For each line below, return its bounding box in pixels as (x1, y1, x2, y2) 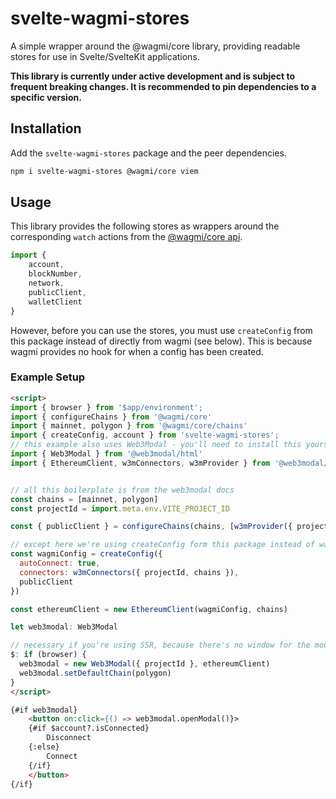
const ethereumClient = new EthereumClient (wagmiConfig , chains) (10, 604, 288, 614)
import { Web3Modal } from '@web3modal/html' (10, 449, 203, 459)
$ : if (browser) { (10, 650, 87, 660)
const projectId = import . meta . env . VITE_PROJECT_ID (10, 503, 230, 514)
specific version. (10, 91, 82, 103)
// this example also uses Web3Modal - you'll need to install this (10, 440, 302, 450)
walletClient (28, 297, 83, 307)
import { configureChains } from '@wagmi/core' (10, 412, 213, 422)
